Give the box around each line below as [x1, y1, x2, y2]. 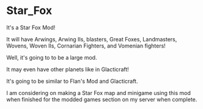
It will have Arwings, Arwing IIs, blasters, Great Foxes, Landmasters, [6, 35, 177, 43]
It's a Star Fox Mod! [6, 24, 56, 31]
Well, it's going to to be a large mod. [6, 54, 97, 61]
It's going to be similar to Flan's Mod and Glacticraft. [6, 77, 138, 85]
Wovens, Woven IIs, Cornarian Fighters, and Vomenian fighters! [6, 42, 166, 49]
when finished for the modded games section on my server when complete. [6, 96, 197, 103]
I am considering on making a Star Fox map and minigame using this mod [6, 89, 191, 96]
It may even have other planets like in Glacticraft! [6, 65, 130, 73]
